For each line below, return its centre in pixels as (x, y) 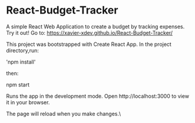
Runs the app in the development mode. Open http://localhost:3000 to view (98, 96)
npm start (18, 84)
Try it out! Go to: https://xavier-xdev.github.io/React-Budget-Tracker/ (89, 32)
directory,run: (23, 50)
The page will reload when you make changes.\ (64, 114)
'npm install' (21, 62)
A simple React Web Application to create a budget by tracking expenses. (95, 26)
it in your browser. (28, 102)
